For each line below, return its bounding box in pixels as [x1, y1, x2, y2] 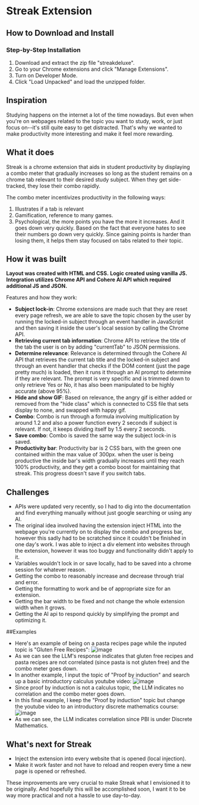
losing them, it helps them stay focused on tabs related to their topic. [14, 237, 184, 244]
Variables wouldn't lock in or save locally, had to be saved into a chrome [14, 560, 192, 567]
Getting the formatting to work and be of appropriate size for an [14, 585, 171, 593]
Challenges [6, 487, 49, 497]
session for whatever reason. [14, 566, 86, 574]
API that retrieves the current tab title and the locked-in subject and [14, 356, 180, 364]
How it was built [6, 254, 67, 264]
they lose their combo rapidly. [27, 182, 101, 189]
